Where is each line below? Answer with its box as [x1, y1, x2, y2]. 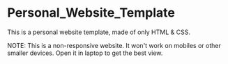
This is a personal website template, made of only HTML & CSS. [7, 28, 190, 36]
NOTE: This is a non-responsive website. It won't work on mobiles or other [7, 41, 221, 49]
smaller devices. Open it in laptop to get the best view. [7, 49, 163, 57]
